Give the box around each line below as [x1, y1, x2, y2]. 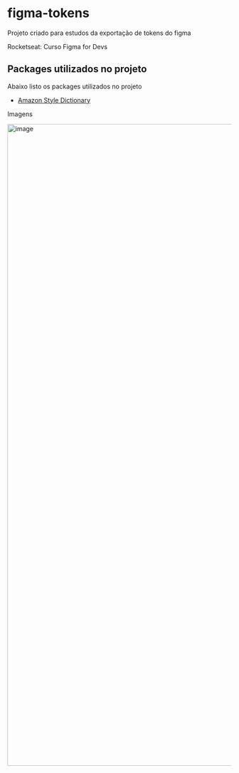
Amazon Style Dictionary [17, 96, 91, 104]
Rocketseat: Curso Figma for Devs [7, 42, 108, 51]
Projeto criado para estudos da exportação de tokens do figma [7, 29, 191, 37]
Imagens [7, 109, 33, 118]
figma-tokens [7, 5, 90, 21]
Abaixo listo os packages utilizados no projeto [7, 82, 142, 91]
